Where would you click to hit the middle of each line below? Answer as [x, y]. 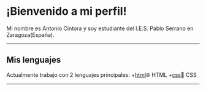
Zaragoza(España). [30, 34]
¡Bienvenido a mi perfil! [67, 11]
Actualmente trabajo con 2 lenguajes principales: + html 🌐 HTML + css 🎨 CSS [102, 74]
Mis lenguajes [34, 60]
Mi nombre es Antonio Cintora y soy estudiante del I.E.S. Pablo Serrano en [100, 28]
